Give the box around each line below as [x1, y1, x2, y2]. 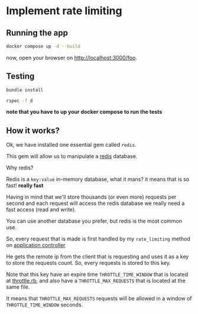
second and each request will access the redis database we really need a [6, 200, 185, 207]
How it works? [6, 126, 60, 136]
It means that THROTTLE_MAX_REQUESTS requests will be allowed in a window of [6, 295, 192, 302]
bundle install [6, 87, 44, 93]
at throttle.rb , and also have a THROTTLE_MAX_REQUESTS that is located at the [6, 277, 186, 284]
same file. [6, 283, 30, 291]
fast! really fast [6, 182, 44, 189]
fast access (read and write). [6, 206, 76, 213]
